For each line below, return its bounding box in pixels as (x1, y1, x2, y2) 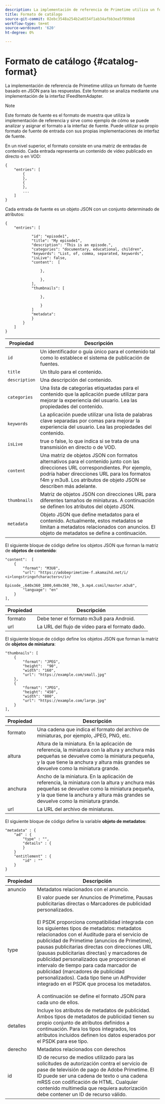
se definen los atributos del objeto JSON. (40, 503, 135, 510)
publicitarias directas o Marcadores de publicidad (36, 900, 151, 907)
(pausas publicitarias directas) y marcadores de (36, 949, 147, 956)
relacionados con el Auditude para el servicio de (36, 931, 148, 938)
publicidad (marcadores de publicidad (36, 968, 125, 975)
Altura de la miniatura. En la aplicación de (36, 740, 132, 747)
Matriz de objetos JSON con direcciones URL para (40, 491, 156, 497)
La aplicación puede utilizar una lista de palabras (40, 411, 153, 418)
